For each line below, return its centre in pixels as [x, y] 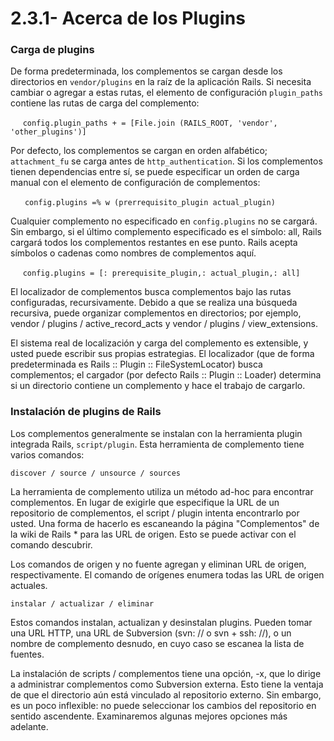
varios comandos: [47, 454]
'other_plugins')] [48, 132]
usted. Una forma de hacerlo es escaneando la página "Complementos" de [165, 523]
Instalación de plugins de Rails [86, 412]
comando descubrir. [51, 544]
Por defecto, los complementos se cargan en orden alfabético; [139, 151]
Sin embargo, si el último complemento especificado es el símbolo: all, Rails [166, 232]
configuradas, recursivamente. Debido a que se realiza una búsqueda [154, 303]
